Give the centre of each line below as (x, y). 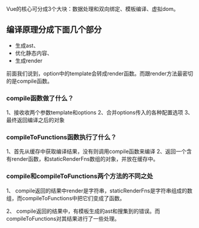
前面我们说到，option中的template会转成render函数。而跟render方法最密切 (100, 73)
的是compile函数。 (30, 81)
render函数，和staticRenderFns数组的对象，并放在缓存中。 (85, 159)
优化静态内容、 (34, 53)
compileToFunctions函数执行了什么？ (61, 137)
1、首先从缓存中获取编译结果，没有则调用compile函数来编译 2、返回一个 (96, 151)
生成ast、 (27, 45)
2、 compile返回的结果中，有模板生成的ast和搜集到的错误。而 (83, 211)
